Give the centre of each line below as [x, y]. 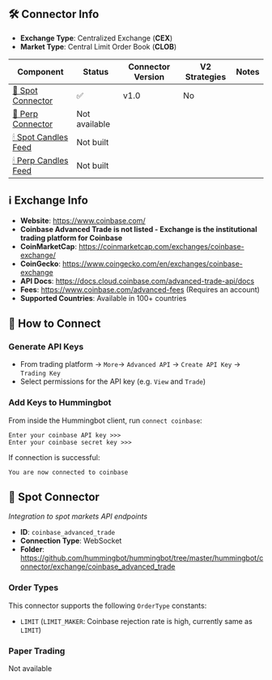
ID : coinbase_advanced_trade [68, 532]
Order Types [34, 587]
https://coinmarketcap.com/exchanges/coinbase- [161, 246]
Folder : [32, 549]
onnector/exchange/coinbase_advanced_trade [98, 566]
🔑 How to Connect [55, 324]
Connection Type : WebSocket [71, 541]
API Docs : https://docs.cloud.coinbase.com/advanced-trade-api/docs [137, 281]
